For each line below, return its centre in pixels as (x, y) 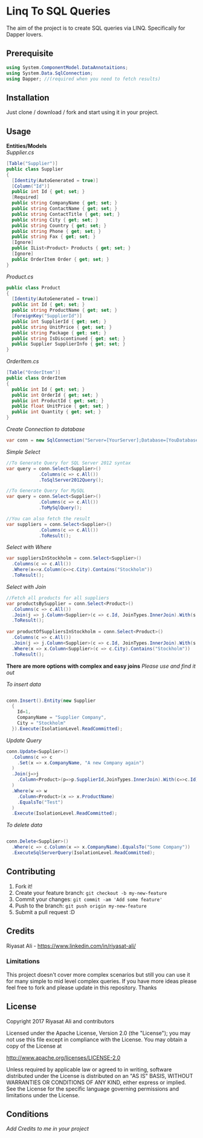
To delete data (24, 825)
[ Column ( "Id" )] (31, 186)
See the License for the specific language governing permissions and (93, 1089)
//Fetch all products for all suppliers (58, 598)
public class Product (34, 288)
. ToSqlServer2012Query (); (71, 480)
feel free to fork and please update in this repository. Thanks (82, 988)
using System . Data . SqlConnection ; (50, 73)
